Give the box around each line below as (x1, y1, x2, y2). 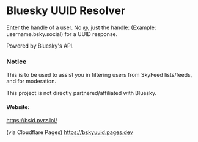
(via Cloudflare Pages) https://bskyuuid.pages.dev (6, 129, 133, 136)
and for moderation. (6, 77, 57, 85)
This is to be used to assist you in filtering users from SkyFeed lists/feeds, (6, 71, 193, 79)
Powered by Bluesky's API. (6, 42, 75, 49)
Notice (6, 57, 27, 66)
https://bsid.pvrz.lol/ (6, 117, 57, 124)
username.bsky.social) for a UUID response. (6, 30, 118, 37)
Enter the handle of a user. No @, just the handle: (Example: (6, 24, 156, 31)
